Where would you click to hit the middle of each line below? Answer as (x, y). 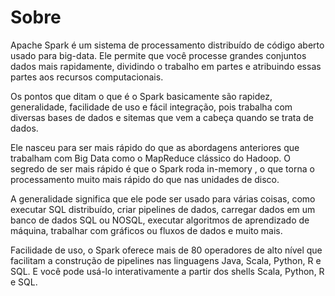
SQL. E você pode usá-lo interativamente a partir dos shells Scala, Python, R (167, 271)
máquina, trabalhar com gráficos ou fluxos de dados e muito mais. (146, 230)
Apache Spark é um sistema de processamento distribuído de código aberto (167, 45)
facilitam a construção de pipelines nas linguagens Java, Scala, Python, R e (166, 260)
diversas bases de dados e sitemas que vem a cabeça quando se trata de (162, 117)
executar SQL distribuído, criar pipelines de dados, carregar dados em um (163, 209)
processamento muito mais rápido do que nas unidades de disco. (145, 179)
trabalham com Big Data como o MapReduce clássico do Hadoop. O (150, 158)
